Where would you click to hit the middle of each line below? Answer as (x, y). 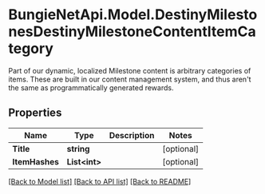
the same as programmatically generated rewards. (91, 87)
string (78, 148)
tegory (31, 49)
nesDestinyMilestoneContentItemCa (132, 32)
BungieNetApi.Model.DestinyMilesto (133, 15)
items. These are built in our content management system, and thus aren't (130, 79)
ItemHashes (36, 161)
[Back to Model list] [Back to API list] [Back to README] (100, 181)
